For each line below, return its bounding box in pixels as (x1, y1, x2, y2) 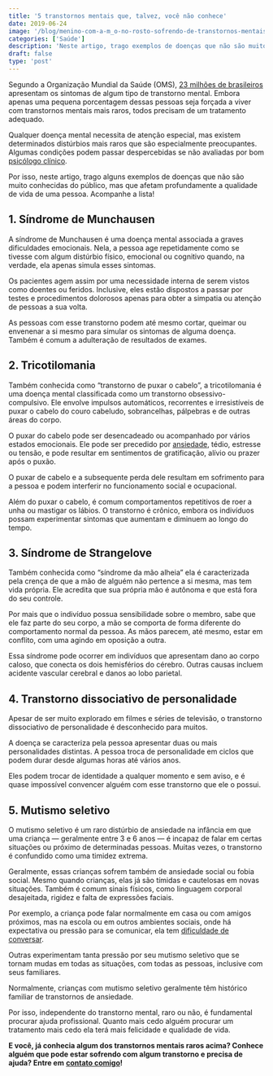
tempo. (8, 523, 32, 532)
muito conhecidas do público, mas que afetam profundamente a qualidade (8, 180, 258, 190)
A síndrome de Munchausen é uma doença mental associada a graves (8, 234, 244, 244)
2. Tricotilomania (8, 359, 96, 373)
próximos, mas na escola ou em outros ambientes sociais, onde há (8, 916, 232, 926)
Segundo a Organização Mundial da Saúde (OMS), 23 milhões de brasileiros (8, 79, 264, 90)
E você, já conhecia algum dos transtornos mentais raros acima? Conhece (8, 1040, 264, 1050)
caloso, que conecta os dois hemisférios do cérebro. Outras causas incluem (8, 660, 263, 670)
